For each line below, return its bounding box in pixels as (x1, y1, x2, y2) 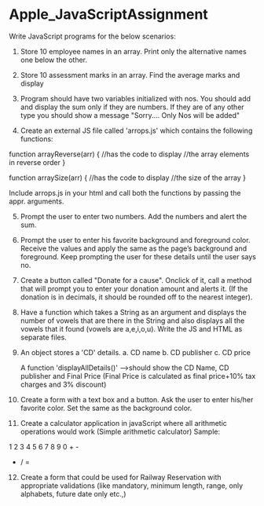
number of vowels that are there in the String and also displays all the (20, 316, 245, 325)
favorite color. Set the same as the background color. (20, 403, 192, 412)
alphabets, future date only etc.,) (20, 489, 126, 498)
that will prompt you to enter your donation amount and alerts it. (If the (20, 284, 248, 293)
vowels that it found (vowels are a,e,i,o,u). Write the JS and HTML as (20, 324, 243, 333)
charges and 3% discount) (20, 379, 107, 389)
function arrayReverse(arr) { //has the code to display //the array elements (9, 149, 250, 159)
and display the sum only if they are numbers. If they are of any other (20, 102, 244, 112)
